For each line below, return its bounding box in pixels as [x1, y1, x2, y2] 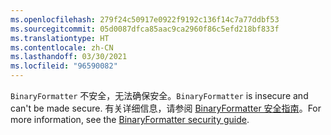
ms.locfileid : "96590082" [10, 61, 118, 71]
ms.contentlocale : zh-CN [10, 42, 114, 53]
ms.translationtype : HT [10, 33, 110, 43]
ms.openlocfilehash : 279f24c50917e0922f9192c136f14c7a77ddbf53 [10, 14, 280, 25]
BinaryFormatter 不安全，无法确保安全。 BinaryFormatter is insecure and [10, 90, 309, 101]
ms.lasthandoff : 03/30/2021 [10, 52, 128, 62]
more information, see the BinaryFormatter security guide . [10, 114, 250, 125]
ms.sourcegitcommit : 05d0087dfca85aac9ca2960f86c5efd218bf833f [10, 24, 280, 34]
